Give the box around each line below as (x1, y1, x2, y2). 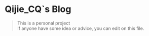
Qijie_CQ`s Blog (5, 3, 71, 15)
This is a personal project (17, 20, 70, 26)
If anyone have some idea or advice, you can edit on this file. (17, 25, 144, 31)
